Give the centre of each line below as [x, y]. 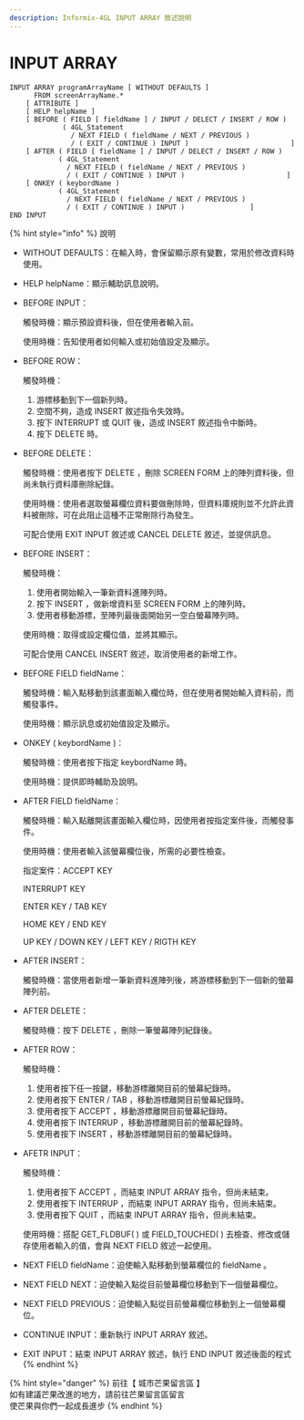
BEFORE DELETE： [58, 453]
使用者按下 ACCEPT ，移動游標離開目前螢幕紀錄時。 [134, 1111]
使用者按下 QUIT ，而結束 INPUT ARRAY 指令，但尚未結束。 [148, 1215]
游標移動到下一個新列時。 [84, 399]
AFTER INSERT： [55, 960]
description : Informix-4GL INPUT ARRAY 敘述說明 [101, 18]
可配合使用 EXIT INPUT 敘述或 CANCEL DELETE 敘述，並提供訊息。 [149, 534]
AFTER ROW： [50, 1049]
